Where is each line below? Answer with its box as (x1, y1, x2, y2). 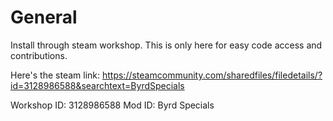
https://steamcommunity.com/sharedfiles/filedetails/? (101, 69, 323, 81)
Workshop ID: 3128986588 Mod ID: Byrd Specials (10, 99, 215, 111)
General (10, 6, 78, 29)
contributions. (10, 49, 68, 61)
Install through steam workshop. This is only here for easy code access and (10, 39, 323, 51)
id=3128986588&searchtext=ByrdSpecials (10, 79, 185, 91)
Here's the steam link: (10, 69, 101, 81)
